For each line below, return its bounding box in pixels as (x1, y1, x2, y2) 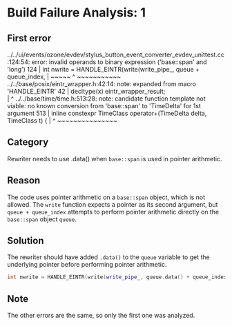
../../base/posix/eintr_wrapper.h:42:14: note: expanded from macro (7, 80, 197, 88)
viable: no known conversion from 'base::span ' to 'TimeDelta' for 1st (7, 102, 202, 110)
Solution (7, 235, 44, 247)
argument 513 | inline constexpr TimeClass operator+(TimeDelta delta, (7, 109, 207, 117)
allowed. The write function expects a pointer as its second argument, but (7, 200, 218, 208)
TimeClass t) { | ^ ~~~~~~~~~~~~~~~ (7, 116, 117, 125)
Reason (7, 174, 41, 187)
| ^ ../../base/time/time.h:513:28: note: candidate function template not (7, 94, 206, 103)
